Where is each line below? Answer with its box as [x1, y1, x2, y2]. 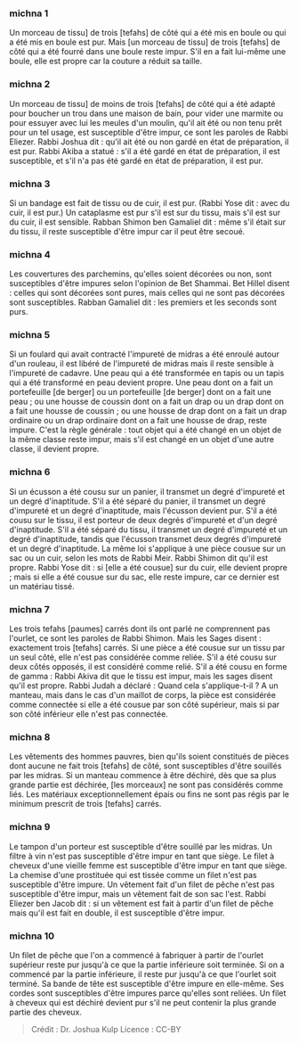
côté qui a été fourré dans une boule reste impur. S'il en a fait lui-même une [9, 46, 287, 57]
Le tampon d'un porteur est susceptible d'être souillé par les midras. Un [9, 841, 273, 851]
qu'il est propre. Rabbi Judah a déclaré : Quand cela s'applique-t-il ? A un [9, 680, 279, 691]
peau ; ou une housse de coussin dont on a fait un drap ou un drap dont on [9, 396, 285, 407]
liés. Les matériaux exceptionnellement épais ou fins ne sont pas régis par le [9, 789, 290, 800]
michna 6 [9, 466, 51, 479]
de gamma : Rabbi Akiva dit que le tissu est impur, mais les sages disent [9, 671, 273, 682]
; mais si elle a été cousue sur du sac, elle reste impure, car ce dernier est [9, 571, 280, 582]
